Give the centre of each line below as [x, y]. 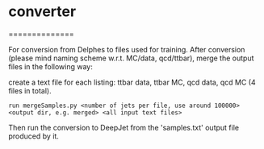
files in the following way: [50, 66]
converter [42, 12]
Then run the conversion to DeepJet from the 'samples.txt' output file [124, 127]
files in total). [30, 90]
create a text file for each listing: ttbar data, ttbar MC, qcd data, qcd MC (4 [132, 82]
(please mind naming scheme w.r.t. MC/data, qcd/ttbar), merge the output [131, 58]
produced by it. [34, 136]
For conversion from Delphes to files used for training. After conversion [127, 49]
